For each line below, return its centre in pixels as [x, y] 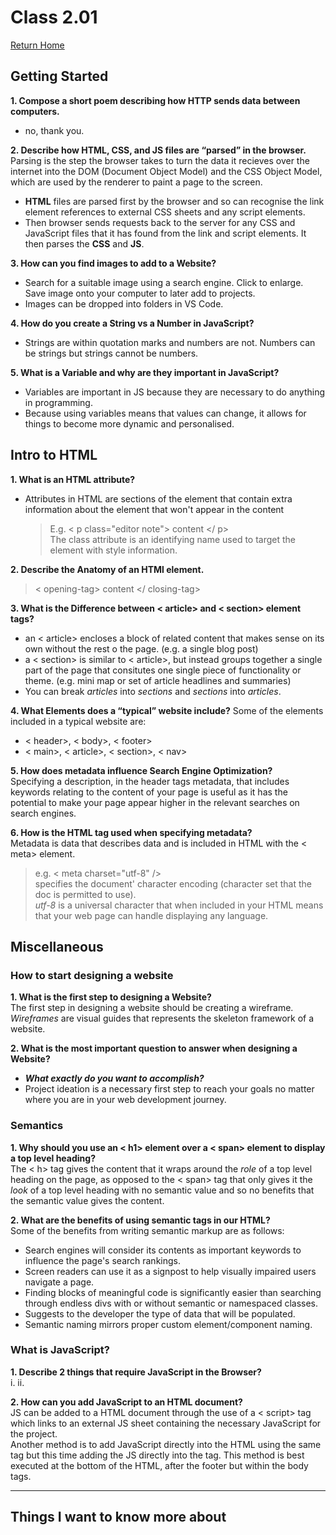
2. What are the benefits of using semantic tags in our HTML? [140, 1220]
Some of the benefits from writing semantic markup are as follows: [147, 1230]
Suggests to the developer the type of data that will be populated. [160, 1313]
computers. [35, 111]
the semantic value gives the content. [87, 1200]
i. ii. [17, 1382]
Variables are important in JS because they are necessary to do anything [175, 392]
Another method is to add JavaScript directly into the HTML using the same [166, 1444]
